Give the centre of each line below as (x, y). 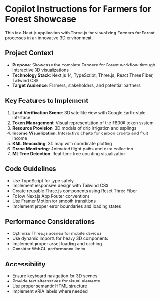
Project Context (29, 53)
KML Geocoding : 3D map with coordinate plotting (62, 143)
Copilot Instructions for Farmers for (78, 9)
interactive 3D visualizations (40, 70)
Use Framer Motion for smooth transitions (54, 201)
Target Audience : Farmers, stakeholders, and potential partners (76, 85)
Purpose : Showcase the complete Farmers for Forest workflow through (84, 65)
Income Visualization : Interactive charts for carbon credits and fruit (80, 133)
